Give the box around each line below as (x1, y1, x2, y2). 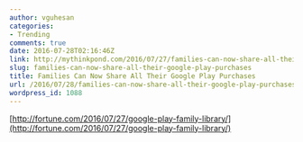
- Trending (9, 30, 50, 39)
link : (9, 55, 30, 64)
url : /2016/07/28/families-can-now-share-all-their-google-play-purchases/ (9, 80, 300, 89)
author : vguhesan (9, 13, 75, 22)
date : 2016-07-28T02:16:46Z (9, 47, 115, 56)
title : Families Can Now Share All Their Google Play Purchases (9, 72, 256, 81)
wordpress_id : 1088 (9, 88, 83, 97)
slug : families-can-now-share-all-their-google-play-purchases (9, 64, 252, 73)
